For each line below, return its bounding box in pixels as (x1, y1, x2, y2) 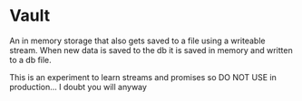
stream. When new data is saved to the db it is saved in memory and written (9, 44, 293, 55)
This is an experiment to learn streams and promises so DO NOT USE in (9, 71, 277, 82)
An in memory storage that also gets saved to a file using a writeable (9, 35, 266, 46)
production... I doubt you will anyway (9, 81, 148, 92)
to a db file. (9, 54, 52, 65)
